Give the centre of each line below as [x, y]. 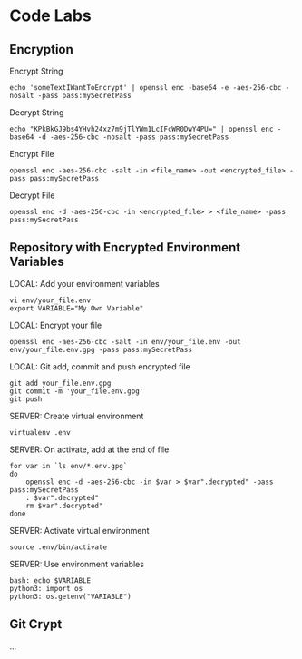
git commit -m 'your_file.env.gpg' [77, 391]
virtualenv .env [40, 432]
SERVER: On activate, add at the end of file [89, 449]
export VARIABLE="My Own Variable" [77, 308]
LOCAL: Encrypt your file [56, 325]
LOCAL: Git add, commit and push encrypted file [100, 366]
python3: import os [46, 588]
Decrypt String [37, 113]
